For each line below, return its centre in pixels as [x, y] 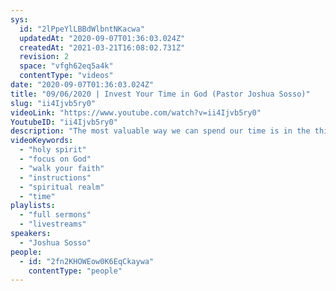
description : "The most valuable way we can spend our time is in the [160, 131]
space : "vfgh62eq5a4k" [66, 66]
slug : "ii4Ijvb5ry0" [53, 103]
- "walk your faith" [62, 168]
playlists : [33, 206]
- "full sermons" [55, 215]
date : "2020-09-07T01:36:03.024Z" [82, 85]
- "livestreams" [53, 224]
